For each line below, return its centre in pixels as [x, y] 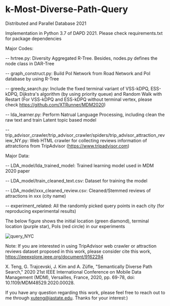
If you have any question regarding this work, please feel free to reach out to [85, 292]
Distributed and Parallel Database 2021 [46, 23]
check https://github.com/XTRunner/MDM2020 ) [56, 104]
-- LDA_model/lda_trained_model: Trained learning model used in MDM [79, 165]
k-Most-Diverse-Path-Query [67, 9]
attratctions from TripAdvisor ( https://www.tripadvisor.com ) [67, 146]
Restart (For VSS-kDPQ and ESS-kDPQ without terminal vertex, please [79, 99]
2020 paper [18, 171]
